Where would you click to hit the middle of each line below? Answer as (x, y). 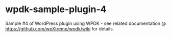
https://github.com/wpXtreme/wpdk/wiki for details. (60, 28)
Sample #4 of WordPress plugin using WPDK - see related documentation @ (86, 23)
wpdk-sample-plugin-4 (56, 9)
